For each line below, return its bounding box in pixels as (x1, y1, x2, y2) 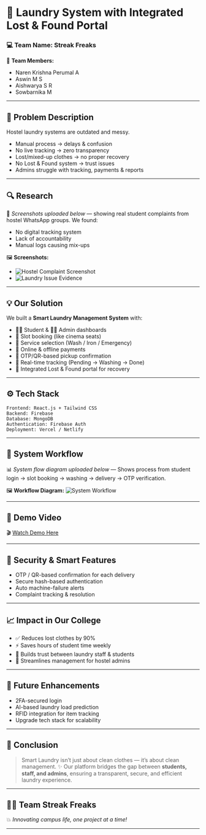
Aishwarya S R (15, 82, 52, 90)
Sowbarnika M (15, 88, 52, 96)
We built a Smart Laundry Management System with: (6, 314, 143, 321)
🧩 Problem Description (6, 112, 94, 122)
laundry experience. (21, 776, 72, 783)
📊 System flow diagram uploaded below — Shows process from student (6, 466, 191, 473)
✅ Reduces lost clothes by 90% (15, 634, 96, 642)
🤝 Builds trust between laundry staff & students (15, 650, 135, 658)
